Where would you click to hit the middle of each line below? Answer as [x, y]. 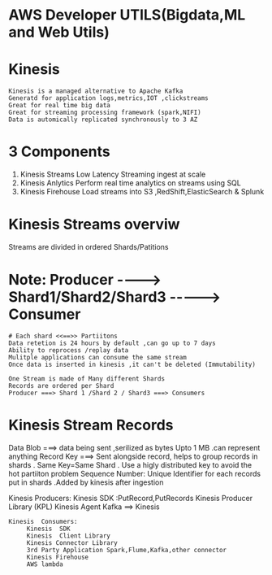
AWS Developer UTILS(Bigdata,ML [127, 15]
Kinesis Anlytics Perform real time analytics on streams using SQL [130, 183]
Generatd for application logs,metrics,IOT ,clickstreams [108, 98]
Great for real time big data [60, 106]
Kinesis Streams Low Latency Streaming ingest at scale [113, 174]
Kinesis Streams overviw [94, 224]
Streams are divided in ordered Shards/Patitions [89, 247]
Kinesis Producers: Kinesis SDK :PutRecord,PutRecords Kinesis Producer [131, 498]
